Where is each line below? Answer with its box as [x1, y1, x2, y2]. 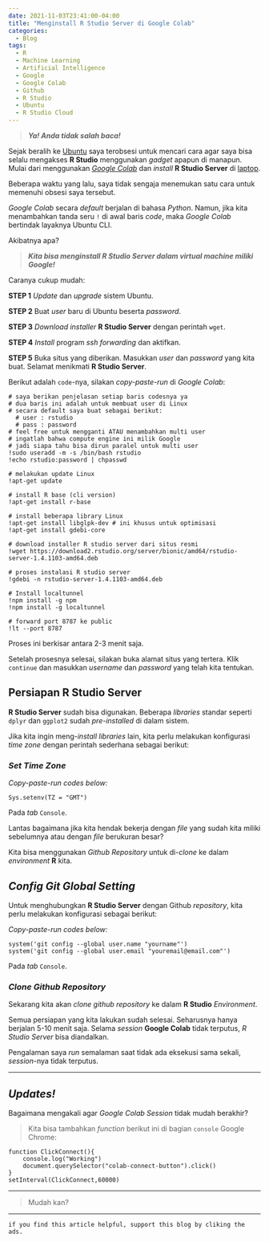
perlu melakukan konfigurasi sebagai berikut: [8, 909, 158, 918]
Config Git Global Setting [8, 879, 136, 893]
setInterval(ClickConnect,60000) [8, 1176, 120, 1184]
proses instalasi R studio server [15, 568, 130, 576]
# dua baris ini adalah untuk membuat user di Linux [8, 400, 188, 408]
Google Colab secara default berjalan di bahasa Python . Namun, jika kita [8, 203, 248, 213]
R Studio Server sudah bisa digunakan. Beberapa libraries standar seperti [8, 707, 252, 717]
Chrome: [27, 1133, 58, 1142]
